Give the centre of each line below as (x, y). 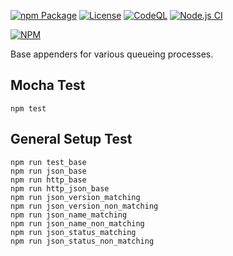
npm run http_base (48, 180)
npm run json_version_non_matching (84, 206)
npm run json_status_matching (73, 232)
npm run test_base (48, 162)
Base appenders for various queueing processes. (112, 54)
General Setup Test (71, 139)
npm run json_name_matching (69, 215)
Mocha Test (48, 85)
